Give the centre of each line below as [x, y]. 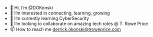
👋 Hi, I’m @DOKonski [31, 8]
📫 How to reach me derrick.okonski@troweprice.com [65, 29]
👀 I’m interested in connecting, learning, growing [60, 13]
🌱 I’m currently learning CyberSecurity [49, 18]
